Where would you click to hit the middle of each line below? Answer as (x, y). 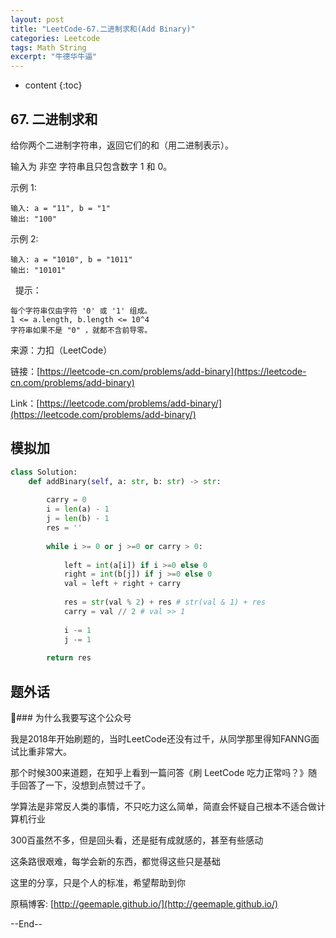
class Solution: (44, 472)
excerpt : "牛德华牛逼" (54, 57)
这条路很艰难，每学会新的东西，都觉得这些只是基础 (115, 861)
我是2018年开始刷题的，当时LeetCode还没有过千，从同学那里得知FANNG (161, 738)
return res (69, 658)
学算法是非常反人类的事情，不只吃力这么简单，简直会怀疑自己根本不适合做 (163, 806)
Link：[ (25, 403)
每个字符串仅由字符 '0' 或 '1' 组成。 (81, 311)
